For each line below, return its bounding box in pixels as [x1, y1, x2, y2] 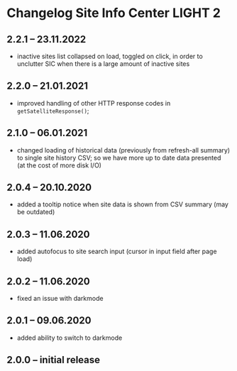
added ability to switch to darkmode [16, 333, 123, 342]
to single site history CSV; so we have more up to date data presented [16, 153, 221, 162]
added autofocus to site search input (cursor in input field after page [16, 247, 217, 256]
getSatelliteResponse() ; [16, 106, 89, 115]
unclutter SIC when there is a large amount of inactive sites [16, 60, 190, 68]
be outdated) [16, 208, 55, 216]
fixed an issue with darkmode [16, 294, 104, 303]
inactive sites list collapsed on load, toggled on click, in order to [16, 52, 203, 60]
